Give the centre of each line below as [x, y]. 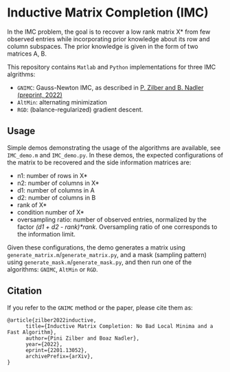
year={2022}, [44, 344]
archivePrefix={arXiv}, [59, 356]
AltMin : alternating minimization [62, 102]
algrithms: [21, 74]
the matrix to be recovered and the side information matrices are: [99, 162]
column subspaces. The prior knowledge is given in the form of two [103, 46]
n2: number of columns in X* [58, 183]
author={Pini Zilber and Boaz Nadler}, [82, 338]
